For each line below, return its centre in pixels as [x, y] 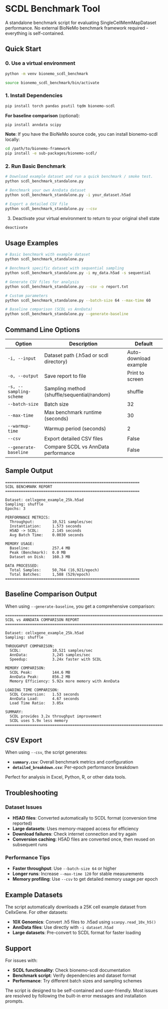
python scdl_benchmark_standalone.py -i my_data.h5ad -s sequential [78, 273]
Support [18, 948]
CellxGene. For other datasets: [37, 912]
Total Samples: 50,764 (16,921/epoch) [54, 570]
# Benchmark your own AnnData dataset [45, 190]
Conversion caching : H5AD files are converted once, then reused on [83, 839]
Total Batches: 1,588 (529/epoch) [50, 574]
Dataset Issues [24, 807]
